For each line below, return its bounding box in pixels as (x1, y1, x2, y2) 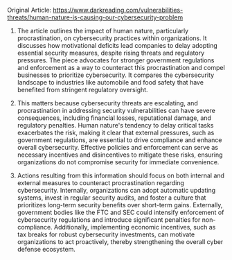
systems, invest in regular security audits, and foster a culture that (17, 193, 206, 202)
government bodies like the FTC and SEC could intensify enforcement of (17, 208, 224, 216)
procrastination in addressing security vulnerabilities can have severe (17, 107, 216, 114)
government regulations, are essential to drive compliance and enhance (17, 136, 222, 144)
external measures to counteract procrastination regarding (17, 179, 185, 187)
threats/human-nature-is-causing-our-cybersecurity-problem (7, 13, 184, 21)
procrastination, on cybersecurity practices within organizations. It (17, 34, 207, 42)
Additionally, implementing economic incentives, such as (54, 223, 216, 231)
